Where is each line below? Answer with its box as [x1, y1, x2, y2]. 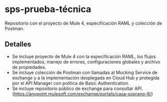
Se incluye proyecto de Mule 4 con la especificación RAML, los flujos [12, 53, 156, 59]
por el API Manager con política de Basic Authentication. [12, 80, 130, 86]
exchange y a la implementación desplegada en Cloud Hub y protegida [12, 74, 160, 81]
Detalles [5, 40, 31, 49]
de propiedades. [12, 64, 46, 70]
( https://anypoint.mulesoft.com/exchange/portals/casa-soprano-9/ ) [12, 90, 153, 96]
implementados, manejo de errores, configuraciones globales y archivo [12, 59, 160, 65]
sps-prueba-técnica [5, 4, 91, 15]
